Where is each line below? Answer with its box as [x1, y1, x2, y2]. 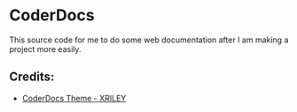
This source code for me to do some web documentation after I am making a [9, 34, 289, 45]
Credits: [9, 70, 55, 85]
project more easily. [9, 43, 82, 54]
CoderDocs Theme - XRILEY [21, 93, 127, 103]
